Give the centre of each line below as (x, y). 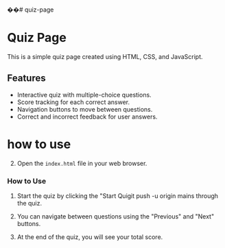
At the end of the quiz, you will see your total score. (90, 237)
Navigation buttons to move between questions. (85, 109)
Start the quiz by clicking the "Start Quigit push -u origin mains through (117, 196)
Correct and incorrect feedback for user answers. (87, 116)
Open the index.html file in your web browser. (82, 163)
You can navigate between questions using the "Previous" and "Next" (116, 216)
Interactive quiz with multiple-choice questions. (84, 95)
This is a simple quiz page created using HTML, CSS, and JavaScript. (105, 56)
